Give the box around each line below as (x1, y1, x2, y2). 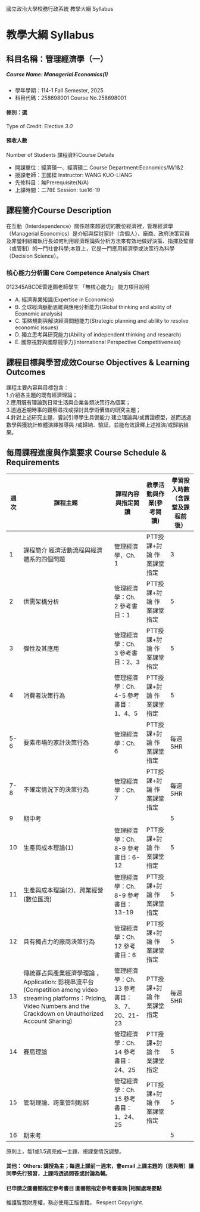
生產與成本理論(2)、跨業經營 (23, 886, 104, 894)
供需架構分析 (23, 597, 60, 605)
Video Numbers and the (23, 1001, 90, 1010)
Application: (23, 978, 57, 986)
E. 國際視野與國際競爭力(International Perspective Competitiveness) (14, 339, 182, 346)
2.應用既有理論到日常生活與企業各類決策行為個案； (6, 398, 131, 406)
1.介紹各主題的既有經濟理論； (6, 391, 78, 398)
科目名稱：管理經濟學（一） (6, 54, 108, 64)
